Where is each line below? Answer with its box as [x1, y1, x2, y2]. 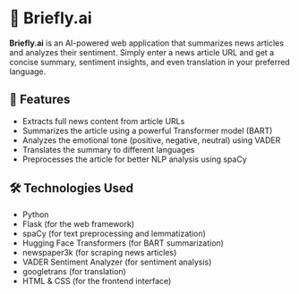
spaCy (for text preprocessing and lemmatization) [21, 228, 206, 239]
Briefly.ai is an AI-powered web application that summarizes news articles [9, 38, 285, 48]
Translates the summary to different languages [21, 144, 195, 155]
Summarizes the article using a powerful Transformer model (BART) [21, 125, 273, 136]
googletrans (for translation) [21, 265, 127, 276]
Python [21, 209, 49, 220]
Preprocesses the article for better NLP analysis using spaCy [21, 154, 248, 164]
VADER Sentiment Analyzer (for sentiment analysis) [21, 256, 212, 267]
